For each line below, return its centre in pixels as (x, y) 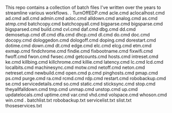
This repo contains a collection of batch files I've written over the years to (83, 7)
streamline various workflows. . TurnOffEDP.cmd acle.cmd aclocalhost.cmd (85, 13)
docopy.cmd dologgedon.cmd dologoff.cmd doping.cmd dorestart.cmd (81, 40)
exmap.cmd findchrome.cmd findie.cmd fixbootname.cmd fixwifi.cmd (79, 51)
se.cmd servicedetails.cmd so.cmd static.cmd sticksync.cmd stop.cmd (80, 84)
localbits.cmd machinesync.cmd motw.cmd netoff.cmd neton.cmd (75, 67)
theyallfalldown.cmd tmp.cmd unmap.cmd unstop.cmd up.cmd (72, 89)
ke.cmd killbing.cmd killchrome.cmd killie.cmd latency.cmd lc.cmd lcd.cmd (84, 62)
